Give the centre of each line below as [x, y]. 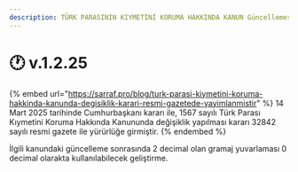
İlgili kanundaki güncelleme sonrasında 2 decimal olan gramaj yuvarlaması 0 [148, 148]
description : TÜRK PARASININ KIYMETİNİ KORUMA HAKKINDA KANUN [126, 17]
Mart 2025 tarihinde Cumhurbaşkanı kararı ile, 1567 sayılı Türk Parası [135, 113]
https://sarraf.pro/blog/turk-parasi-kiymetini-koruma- [165, 93]
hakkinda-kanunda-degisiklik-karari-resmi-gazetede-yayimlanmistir [133, 103]
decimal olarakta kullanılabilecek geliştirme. [89, 158]
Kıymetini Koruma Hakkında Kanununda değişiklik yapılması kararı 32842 [143, 121]
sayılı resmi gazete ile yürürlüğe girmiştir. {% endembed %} [118, 131]
